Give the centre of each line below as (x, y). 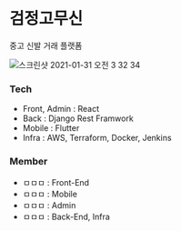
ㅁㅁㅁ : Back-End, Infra (66, 216)
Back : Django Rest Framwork (78, 118)
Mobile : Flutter (51, 128)
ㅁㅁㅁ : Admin (49, 205)
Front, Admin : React (61, 109)
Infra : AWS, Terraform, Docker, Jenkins (97, 138)
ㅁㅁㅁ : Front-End (55, 182)
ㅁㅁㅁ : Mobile (50, 194)
